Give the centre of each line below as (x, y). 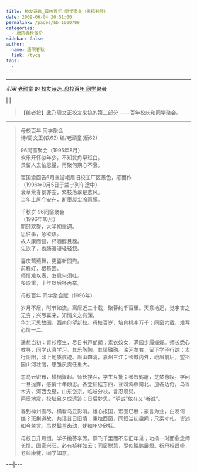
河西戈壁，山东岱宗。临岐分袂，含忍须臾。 (87, 392)
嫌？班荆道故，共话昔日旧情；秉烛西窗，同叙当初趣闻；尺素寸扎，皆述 (105, 418)
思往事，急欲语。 (41, 234)
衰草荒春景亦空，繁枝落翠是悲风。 (62, 192)
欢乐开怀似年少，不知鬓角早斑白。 (62, 158)
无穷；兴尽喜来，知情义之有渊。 (59, 315)
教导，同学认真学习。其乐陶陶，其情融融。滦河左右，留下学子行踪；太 (105, 350)
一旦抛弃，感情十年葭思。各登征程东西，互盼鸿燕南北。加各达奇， (100, 384)
